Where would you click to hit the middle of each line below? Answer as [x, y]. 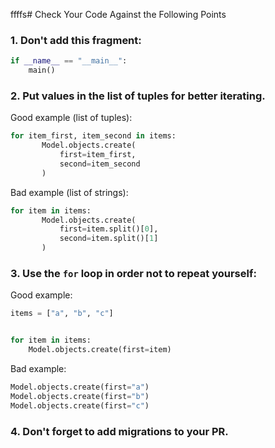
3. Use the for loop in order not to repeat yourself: [133, 274]
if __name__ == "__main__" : [69, 61]
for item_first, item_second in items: [93, 136]
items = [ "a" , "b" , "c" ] [62, 314]
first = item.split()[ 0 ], [109, 229]
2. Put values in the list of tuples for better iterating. [138, 96]
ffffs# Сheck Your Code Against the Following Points [118, 14]
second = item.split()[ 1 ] [109, 239]
